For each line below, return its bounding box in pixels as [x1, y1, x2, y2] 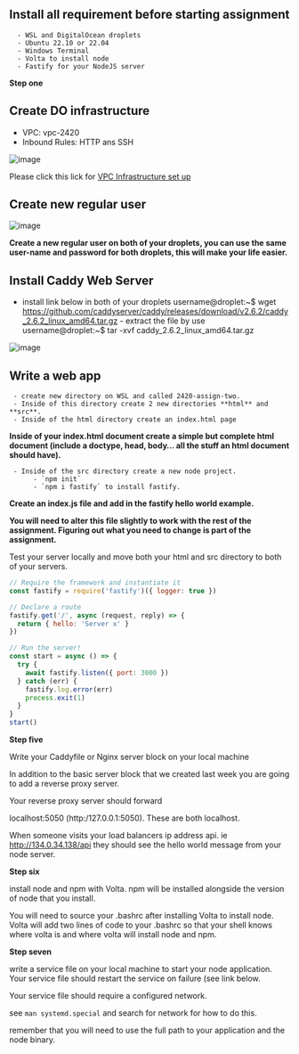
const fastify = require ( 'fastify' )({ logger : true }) [9, 586, 217, 595]
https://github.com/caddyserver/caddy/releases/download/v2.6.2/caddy [21, 306, 289, 317]
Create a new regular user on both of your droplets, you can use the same [9, 238, 287, 249]
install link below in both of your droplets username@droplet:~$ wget [21, 297, 277, 307]
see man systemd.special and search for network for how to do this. [9, 1008, 257, 1018]
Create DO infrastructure [9, 103, 150, 118]
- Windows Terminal [17, 46, 90, 55]
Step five [9, 734, 44, 745]
